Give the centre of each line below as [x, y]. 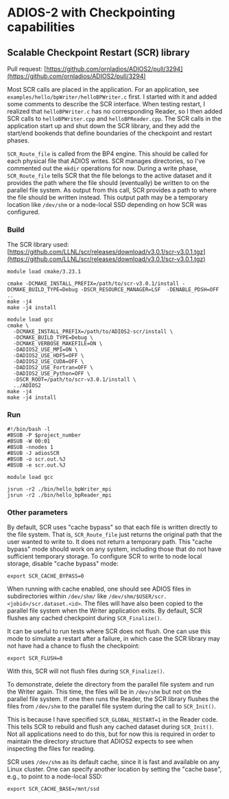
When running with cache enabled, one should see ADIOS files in [99, 589]
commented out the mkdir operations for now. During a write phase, [103, 168]
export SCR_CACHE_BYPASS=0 [46, 576]
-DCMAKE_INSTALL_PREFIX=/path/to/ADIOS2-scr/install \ [93, 332]
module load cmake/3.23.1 [44, 272]
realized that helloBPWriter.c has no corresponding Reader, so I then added [115, 111]
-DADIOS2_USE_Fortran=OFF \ [53, 368]
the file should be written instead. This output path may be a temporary [108, 197]
